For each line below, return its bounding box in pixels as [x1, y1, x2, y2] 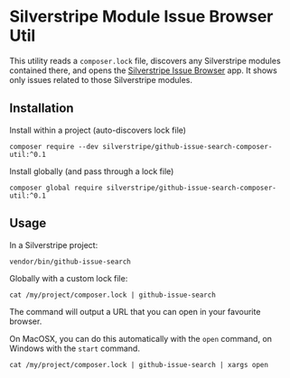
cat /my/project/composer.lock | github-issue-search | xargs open [9, 360, 269, 369]
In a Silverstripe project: [9, 239, 98, 250]
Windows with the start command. [9, 343, 140, 354]
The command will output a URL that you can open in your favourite [9, 306, 261, 317]
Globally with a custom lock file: [9, 272, 128, 283]
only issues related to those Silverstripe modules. [9, 74, 192, 85]
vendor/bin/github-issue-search [9, 257, 131, 266]
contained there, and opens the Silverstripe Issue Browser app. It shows [9, 65, 277, 76]
